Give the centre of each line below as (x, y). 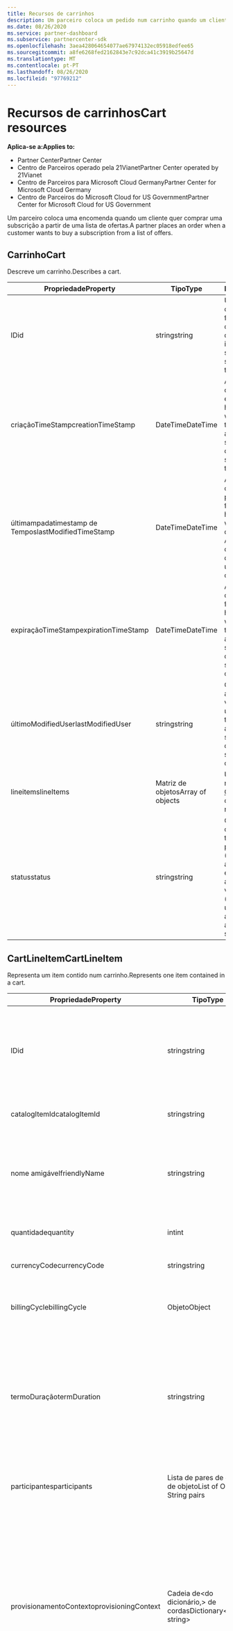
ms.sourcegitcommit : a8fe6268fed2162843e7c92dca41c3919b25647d (101, 53)
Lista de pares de (196, 1477)
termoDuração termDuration (56, 1397)
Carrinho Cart (36, 255)
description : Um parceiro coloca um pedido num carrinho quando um (107, 20)
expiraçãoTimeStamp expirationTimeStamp (80, 630)
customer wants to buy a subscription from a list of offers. (90, 233)
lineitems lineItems (40, 792)
